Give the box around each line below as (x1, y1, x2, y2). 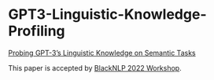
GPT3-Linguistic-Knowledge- (8, 5, 207, 24)
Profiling (8, 22, 65, 40)
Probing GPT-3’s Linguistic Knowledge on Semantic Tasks (8, 48, 196, 57)
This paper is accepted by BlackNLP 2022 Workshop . (8, 63, 183, 72)
